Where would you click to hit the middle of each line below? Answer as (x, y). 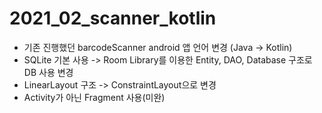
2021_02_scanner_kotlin (113, 18)
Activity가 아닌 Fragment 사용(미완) (94, 97)
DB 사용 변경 (48, 72)
